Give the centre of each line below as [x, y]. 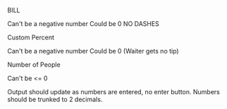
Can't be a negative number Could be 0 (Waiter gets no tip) [93, 51]
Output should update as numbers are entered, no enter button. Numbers [114, 92]
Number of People [34, 65]
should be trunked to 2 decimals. [55, 99]
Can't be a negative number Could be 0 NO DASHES [84, 24]
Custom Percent [31, 37]
